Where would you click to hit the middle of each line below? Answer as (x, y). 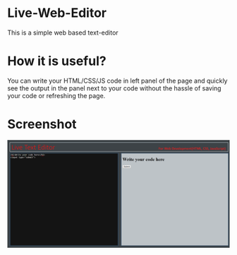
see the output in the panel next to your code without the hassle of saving (114, 88)
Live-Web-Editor (57, 13)
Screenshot (42, 124)
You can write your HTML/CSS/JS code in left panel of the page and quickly (117, 81)
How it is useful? (57, 61)
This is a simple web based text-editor (63, 32)
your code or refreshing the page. (56, 95)
